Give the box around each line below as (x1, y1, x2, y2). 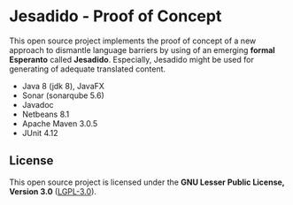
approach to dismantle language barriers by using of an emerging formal (9, 44, 276, 55)
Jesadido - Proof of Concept (9, 6, 222, 27)
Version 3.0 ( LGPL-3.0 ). (9, 186, 97, 196)
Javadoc (21, 99, 55, 110)
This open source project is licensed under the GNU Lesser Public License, (9, 177, 285, 187)
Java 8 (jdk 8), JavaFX (21, 80, 104, 91)
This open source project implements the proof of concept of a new (9, 35, 257, 46)
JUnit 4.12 (21, 127, 59, 138)
